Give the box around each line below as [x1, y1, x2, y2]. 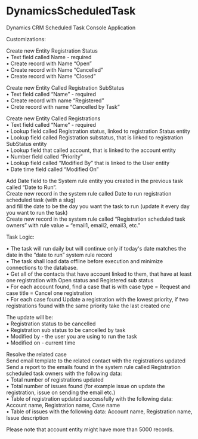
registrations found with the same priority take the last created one [6, 302, 171, 309]
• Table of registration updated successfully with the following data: [6, 395, 173, 402]
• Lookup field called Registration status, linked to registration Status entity [6, 127, 191, 135]
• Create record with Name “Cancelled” [6, 66, 103, 73]
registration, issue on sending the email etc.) [6, 389, 116, 396]
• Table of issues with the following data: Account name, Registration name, [6, 408, 193, 415]
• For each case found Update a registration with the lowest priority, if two [6, 295, 189, 303]
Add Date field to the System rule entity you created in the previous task [6, 177, 184, 184]
